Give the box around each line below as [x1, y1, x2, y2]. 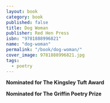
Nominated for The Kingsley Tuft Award [6, 79, 104, 86]
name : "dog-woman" [6, 42, 51, 47]
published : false [6, 19, 49, 25]
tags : [6, 57, 19, 63]
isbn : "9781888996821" [6, 36, 61, 42]
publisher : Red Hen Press [6, 30, 69, 36]
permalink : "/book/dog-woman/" [6, 47, 82, 53]
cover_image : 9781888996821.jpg [6, 52, 85, 58]
